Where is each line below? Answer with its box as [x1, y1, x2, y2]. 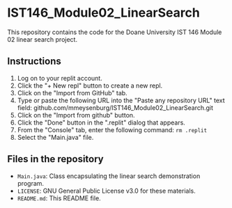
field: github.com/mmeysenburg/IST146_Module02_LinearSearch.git [17, 103, 214, 112]
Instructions [7, 56, 61, 67]
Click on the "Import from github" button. [17, 111, 135, 119]
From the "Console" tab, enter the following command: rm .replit [17, 125, 208, 134]
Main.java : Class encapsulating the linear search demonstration [17, 172, 201, 180]
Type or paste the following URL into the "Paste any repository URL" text [17, 96, 225, 104]
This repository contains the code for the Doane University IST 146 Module [7, 28, 222, 36]
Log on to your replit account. [17, 74, 102, 82]
